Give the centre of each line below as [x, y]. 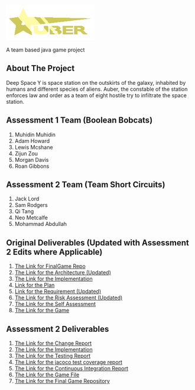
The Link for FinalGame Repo [50, 266]
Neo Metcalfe [31, 218]
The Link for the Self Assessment [55, 304]
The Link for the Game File [47, 375]
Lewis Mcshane [34, 147]
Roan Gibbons [32, 166]
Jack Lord [27, 199]
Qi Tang [24, 212]
